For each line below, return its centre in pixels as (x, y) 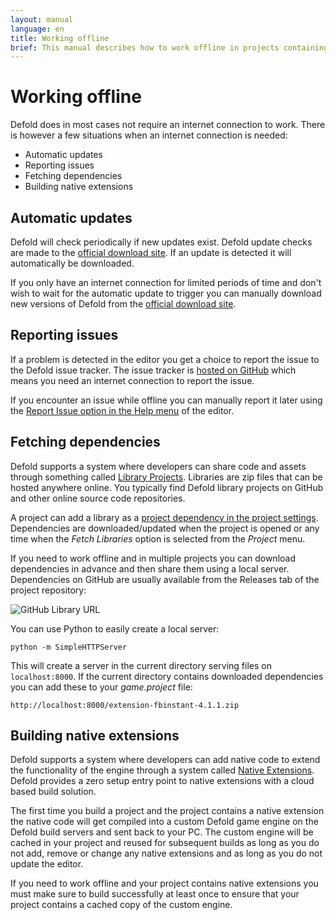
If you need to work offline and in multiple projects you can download (153, 558)
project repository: (48, 590)
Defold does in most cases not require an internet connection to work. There (168, 125)
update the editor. (47, 864)
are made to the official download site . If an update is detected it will (151, 252)
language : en (37, 29)
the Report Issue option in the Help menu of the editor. (122, 410)
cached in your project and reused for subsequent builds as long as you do (165, 843)
